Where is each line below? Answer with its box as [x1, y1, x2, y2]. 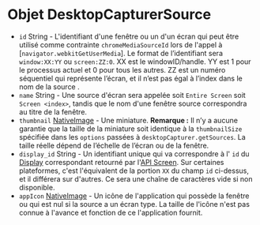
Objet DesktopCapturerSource [7, 6, 211, 24]
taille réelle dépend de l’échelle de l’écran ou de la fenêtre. [18, 141, 209, 150]
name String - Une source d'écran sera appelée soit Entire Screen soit [18, 90, 246, 99]
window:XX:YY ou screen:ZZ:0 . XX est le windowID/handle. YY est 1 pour [18, 57, 251, 66]
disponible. [18, 182, 55, 192]
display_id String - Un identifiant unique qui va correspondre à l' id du [18, 148, 250, 159]
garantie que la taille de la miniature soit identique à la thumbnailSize [18, 124, 243, 133]
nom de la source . [18, 81, 80, 92]
